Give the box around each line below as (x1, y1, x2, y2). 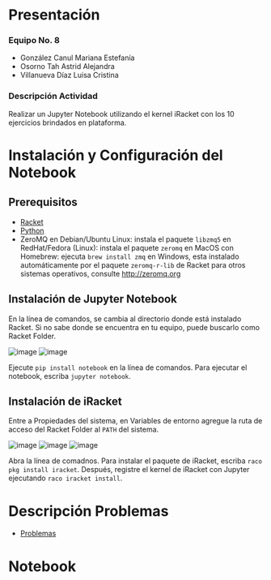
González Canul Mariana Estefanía (19, 53, 135, 62)
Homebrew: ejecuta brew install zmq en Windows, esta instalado (19, 251, 240, 261)
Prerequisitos (8, 195, 78, 209)
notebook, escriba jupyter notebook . (8, 371, 131, 380)
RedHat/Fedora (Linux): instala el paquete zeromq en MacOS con (19, 243, 235, 252)
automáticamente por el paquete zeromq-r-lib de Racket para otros (19, 260, 246, 269)
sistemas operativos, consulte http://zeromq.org (19, 269, 181, 278)
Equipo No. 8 (8, 35, 61, 46)
